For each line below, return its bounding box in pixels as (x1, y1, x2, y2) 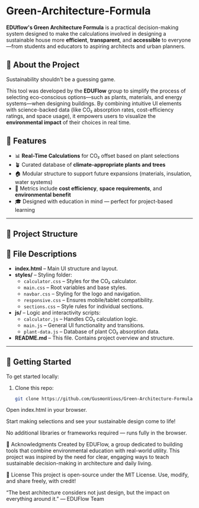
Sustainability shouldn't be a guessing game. (6, 75, 115, 82)
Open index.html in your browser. (6, 407, 88, 414)
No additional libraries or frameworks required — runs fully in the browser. (6, 429, 188, 437)
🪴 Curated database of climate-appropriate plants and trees (14, 161, 166, 168)
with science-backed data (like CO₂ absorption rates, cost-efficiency (6, 106, 174, 113)
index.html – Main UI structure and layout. (14, 265, 118, 272)
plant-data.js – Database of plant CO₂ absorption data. (23, 328, 160, 335)
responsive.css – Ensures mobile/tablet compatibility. (23, 296, 154, 303)
